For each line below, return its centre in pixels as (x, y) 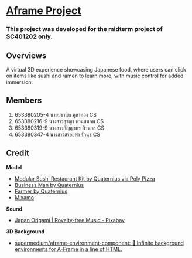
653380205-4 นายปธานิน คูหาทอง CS (55, 114)
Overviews (26, 55)
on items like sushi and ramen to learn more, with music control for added (95, 76)
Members (24, 101)
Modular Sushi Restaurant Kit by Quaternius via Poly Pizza (85, 179)
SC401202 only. (29, 36)
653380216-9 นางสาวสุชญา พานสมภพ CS (59, 121)
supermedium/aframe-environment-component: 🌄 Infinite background (99, 243)
